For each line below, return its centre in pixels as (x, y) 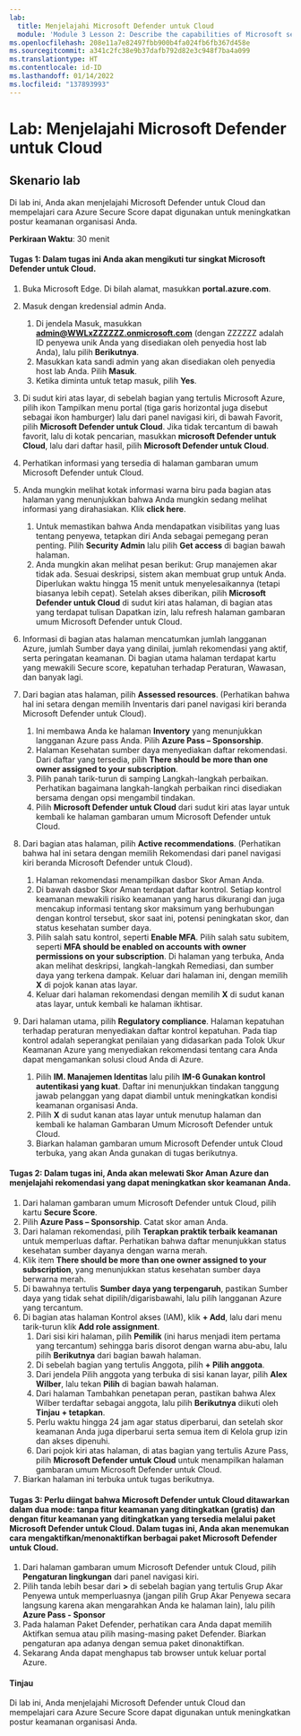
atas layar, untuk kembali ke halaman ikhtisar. (119, 1003)
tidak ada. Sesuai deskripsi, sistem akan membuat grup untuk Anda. (161, 574)
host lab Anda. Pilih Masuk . (86, 371)
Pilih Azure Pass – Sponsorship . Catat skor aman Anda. (125, 1222)
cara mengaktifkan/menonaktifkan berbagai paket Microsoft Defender (143, 1538)
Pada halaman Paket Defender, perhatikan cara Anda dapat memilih (147, 1625)
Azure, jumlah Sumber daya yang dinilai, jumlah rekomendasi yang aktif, (155, 648)
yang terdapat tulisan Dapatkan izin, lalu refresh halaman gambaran (160, 612)
